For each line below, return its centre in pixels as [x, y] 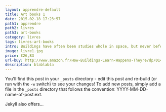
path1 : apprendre [23, 23]
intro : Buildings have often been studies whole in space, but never [78, 46]
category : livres [23, 37]
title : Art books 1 [25, 14]
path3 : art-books [23, 33]
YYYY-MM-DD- [132, 89]
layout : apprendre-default [33, 10]
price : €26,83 [20, 56]
